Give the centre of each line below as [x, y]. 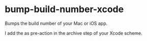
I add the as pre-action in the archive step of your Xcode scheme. [74, 33]
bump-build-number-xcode [64, 9]
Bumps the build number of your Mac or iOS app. [56, 23]
